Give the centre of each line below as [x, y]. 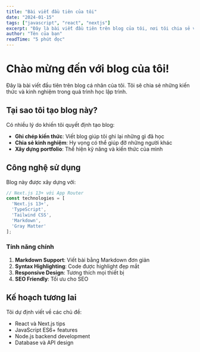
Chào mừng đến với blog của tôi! [88, 69]
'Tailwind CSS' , [32, 215]
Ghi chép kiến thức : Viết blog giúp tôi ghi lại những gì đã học [90, 136]
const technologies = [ [36, 198]
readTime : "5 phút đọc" [36, 39]
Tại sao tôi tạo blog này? [52, 110]
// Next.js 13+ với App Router [45, 193]
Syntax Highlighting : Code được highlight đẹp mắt [77, 266]
